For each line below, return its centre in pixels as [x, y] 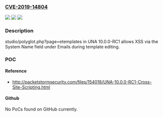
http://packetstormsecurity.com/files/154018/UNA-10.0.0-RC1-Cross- [82, 82]
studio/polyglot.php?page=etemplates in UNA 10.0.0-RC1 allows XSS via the [81, 41]
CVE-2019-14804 [26, 7]
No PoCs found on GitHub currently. [41, 109]
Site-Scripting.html [31, 87]
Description [19, 31]
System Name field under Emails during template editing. [62, 47]
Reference [16, 71]
